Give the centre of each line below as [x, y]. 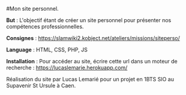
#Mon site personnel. [32, 9]
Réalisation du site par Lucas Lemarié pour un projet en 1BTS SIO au [90, 79]
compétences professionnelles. [45, 27]
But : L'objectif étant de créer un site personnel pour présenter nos [89, 20]
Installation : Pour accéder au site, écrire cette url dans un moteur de [92, 61]
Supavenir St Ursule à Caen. [41, 85]
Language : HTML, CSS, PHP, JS [47, 50]
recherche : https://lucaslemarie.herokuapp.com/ [67, 68]
